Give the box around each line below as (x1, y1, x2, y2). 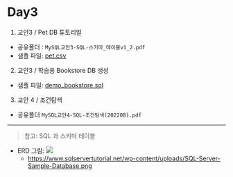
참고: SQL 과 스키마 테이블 (24, 131, 96, 140)
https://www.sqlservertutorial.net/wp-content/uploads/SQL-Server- (27, 154, 221, 162)
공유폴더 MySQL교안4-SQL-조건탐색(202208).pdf (17, 110, 142, 119)
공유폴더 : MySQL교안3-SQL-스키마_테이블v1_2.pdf (17, 42, 146, 51)
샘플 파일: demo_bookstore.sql (17, 81, 104, 89)
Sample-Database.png (27, 161, 92, 170)
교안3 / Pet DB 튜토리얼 (17, 28, 82, 36)
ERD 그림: (17, 146, 45, 155)
